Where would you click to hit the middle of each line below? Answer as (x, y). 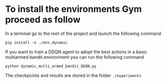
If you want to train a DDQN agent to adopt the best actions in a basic (76, 52)
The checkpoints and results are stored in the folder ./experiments (73, 75)
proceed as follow (43, 20)
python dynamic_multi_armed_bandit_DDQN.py (51, 66)
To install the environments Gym (74, 9)
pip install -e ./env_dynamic (37, 42)
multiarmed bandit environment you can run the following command (75, 57)
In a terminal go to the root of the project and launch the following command (83, 33)
